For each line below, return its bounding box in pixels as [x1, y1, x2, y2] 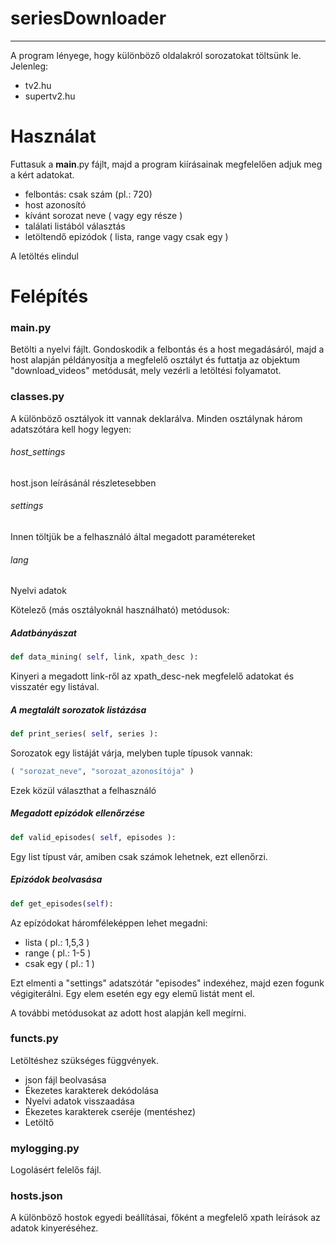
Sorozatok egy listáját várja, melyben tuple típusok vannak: [10, 747, 253, 759]
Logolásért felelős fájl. [10, 1164, 102, 1176]
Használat [10, 125, 97, 148]
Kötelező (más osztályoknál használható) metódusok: [10, 604, 230, 616]
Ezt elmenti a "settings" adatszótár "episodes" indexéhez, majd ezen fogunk [10, 977, 325, 989]
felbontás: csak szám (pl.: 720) [24, 188, 153, 200]
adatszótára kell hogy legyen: [10, 423, 132, 435]
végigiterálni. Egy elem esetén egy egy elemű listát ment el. [10, 987, 256, 999]
